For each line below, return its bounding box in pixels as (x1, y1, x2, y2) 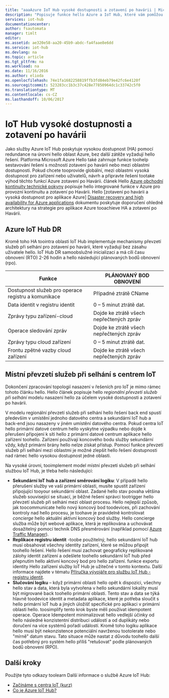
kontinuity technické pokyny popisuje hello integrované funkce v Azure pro (5, 183, 160, 190)
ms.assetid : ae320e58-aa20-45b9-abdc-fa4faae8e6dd (5, 40, 114, 45)
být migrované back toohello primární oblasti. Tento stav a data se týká (12, 590, 160, 596)
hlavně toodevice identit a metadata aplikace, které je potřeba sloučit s (12, 595, 159, 601)
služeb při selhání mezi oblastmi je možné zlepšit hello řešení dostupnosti (5, 447, 157, 453)
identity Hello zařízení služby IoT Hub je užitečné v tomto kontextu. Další (12, 563, 162, 569)
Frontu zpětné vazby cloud (8, 347, 71, 354)
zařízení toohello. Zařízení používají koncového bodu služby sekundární (5, 436, 153, 442)
